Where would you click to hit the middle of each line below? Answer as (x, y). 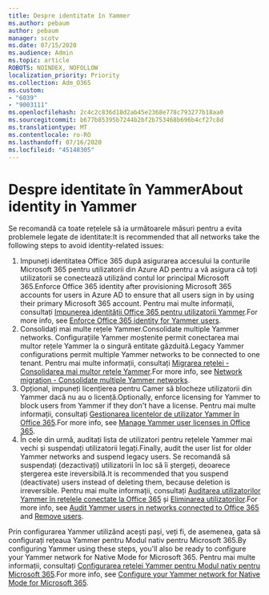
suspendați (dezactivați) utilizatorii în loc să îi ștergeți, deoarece (125, 465)
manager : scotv (34, 38)
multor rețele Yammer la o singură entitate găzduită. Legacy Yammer (132, 346)
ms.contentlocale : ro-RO (50, 135)
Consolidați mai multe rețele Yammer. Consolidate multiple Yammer (129, 329)
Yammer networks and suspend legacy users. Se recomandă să (125, 456)
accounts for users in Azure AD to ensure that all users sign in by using (137, 295)
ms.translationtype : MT (48, 127)
